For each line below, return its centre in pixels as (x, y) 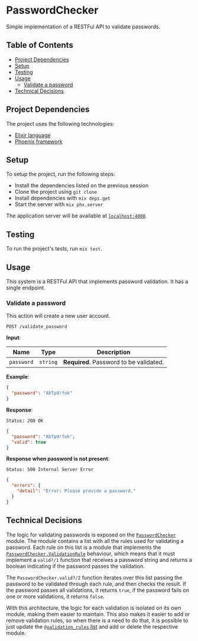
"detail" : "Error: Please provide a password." (76, 491)
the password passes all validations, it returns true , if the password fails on (98, 590)
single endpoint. (26, 288)
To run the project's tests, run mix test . (54, 249)
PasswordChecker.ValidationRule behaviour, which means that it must (91, 554)
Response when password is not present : (58, 459)
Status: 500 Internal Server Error (50, 470)
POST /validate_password (37, 327)
